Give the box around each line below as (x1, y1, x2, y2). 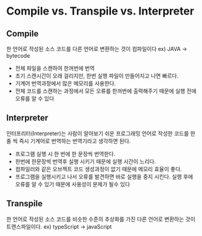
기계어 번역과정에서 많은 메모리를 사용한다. (15, 80, 116, 87)
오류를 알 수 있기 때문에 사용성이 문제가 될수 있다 (15, 180, 130, 187)
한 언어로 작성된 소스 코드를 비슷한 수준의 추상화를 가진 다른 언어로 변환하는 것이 (6, 215, 196, 223)
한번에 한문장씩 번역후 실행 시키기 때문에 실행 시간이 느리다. (15, 158, 157, 165)
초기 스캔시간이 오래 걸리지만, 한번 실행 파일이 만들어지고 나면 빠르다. (15, 72, 179, 79)
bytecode (6, 52, 30, 59)
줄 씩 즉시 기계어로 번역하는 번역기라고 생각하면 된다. (6, 137, 131, 144)
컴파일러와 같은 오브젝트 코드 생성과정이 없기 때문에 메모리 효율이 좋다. (15, 165, 182, 172)
